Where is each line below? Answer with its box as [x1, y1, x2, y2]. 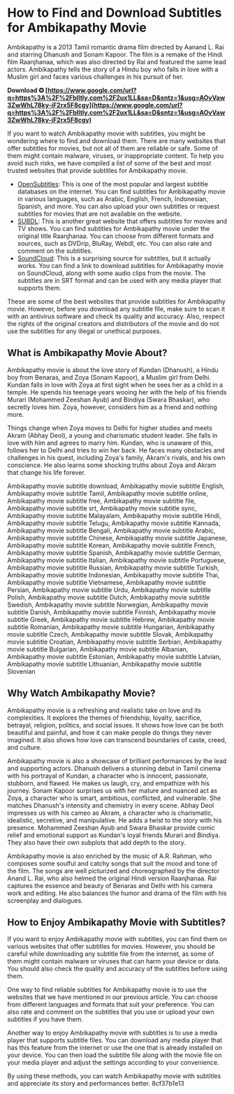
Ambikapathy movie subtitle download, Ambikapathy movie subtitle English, [7, 482, 225, 490]
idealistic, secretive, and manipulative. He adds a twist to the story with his [7, 815, 222, 825]
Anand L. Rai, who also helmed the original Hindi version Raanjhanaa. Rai [7, 874, 217, 882]
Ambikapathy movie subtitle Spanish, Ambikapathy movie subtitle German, [7, 548, 222, 556]
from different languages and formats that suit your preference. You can [7, 1000, 214, 1009]
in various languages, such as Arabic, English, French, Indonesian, [17, 194, 208, 203]
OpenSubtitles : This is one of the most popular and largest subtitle [17, 179, 208, 188]
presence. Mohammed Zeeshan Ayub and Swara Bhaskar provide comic [7, 823, 215, 831]
